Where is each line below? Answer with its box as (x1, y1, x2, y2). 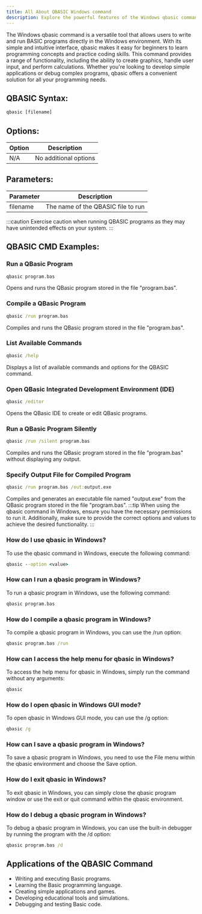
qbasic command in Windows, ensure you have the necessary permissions (6, 508, 192, 515)
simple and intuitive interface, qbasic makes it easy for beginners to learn (6, 43, 188, 51)
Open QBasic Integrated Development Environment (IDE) (6, 385, 175, 393)
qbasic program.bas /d (6, 842, 63, 848)
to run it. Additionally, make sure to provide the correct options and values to (6, 515, 196, 522)
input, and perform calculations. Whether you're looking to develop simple (6, 63, 191, 70)
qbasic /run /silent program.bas (6, 438, 90, 445)
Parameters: (6, 174, 54, 184)
